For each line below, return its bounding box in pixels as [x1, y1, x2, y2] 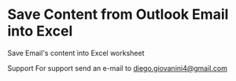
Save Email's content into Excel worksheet [7, 48, 145, 57]
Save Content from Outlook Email [7, 6, 229, 24]
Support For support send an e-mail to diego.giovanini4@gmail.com [7, 63, 227, 72]
